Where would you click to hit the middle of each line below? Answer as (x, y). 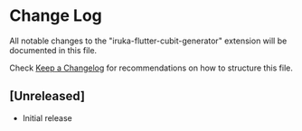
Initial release (47, 117)
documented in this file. (53, 50)
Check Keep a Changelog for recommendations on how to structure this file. (151, 68)
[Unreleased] (47, 96)
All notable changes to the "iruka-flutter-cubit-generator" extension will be (148, 41)
